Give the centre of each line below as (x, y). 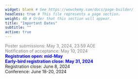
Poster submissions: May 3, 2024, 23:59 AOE (50, 46)
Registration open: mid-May (34, 56)
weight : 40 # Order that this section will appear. (58, 18)
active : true (18, 32)
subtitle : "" (18, 28)
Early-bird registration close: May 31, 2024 (49, 61)
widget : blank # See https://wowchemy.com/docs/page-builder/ (69, 9)
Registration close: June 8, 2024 (38, 66)
